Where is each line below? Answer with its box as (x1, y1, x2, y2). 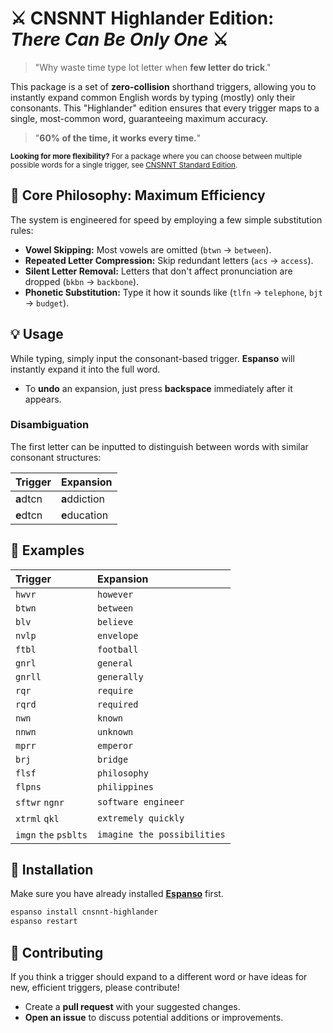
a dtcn (15, 492, 43, 506)
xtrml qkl (15, 813, 60, 824)
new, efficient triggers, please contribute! (10, 982, 180, 994)
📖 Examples (10, 542, 85, 559)
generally (97, 671, 144, 682)
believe (97, 616, 134, 627)
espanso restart (10, 917, 78, 927)
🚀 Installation (10, 862, 94, 879)
